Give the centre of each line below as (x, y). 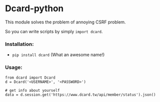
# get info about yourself (32, 90)
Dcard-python (34, 9)
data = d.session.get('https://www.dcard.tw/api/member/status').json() (80, 95)
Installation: (20, 44)
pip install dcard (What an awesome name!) (58, 55)
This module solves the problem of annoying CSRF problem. (65, 22)
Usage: (14, 67)
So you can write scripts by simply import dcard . (54, 31)
